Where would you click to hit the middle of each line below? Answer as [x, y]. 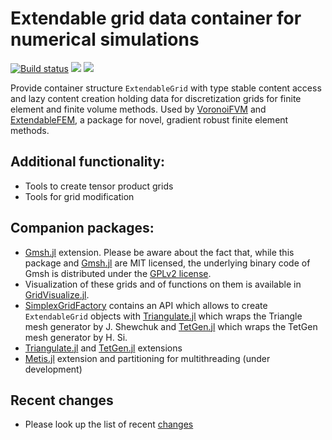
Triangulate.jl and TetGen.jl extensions [103, 348]
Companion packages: [82, 228]
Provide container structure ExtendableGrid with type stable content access [166, 88]
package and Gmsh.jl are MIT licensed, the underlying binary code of [167, 263]
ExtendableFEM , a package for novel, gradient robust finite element [149, 119]
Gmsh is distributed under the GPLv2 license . [118, 273]
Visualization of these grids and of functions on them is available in [163, 284]
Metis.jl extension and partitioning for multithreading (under [147, 358]
